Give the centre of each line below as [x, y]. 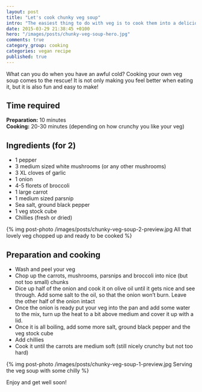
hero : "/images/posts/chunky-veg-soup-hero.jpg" [68, 34]
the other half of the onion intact [55, 302]
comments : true [25, 40]
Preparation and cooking [54, 255]
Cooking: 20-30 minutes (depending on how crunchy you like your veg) [95, 127]
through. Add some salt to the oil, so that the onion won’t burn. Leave [101, 295]
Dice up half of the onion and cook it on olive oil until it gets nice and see [105, 289]
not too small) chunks [42, 282]
